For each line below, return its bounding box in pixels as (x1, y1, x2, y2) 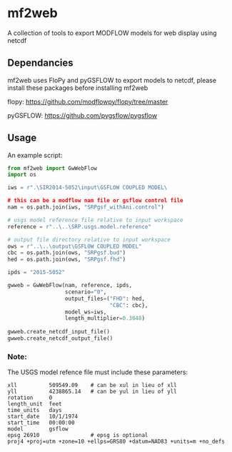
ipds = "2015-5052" (7, 269, 66, 276)
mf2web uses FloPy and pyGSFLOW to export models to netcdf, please (7, 76, 216, 84)
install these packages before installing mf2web (7, 84, 148, 92)
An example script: (7, 151, 63, 159)
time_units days (7, 407, 62, 414)
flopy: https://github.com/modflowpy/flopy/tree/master (7, 97, 168, 106)
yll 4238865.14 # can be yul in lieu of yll (7, 388, 177, 396)
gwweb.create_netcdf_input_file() (7, 328, 111, 336)
